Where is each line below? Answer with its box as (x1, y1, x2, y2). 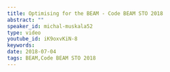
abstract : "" (7, 16, 44, 23)
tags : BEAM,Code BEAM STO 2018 (7, 55, 96, 62)
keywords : (7, 42, 36, 49)
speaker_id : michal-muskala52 (7, 23, 94, 29)
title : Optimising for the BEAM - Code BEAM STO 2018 (7, 10, 164, 17)
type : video (7, 29, 41, 36)
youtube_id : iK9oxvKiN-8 (7, 36, 78, 43)
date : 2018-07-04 (7, 49, 57, 56)
